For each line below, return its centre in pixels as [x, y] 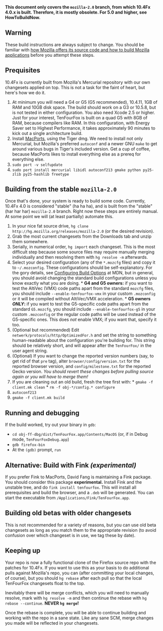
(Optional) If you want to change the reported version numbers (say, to [83, 356]
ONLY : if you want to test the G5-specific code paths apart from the [80, 304]
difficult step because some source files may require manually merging [83, 252]
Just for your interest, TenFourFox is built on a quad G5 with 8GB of [80, 117]
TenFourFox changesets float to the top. [45, 583]
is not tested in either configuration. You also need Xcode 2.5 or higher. [83, 113]
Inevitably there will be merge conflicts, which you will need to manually [77, 593]
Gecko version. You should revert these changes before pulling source [83, 372]
